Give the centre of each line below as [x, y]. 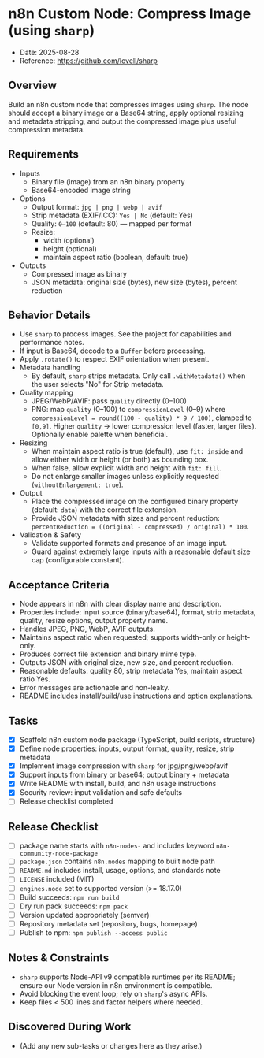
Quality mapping [46, 393]
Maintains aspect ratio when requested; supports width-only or [122, 637]
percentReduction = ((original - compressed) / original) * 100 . [140, 527]
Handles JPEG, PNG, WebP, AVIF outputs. [87, 629]
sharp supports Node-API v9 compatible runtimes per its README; [127, 977]
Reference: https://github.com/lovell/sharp [88, 61]
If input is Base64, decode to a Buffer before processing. [112, 351]
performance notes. [52, 343]
